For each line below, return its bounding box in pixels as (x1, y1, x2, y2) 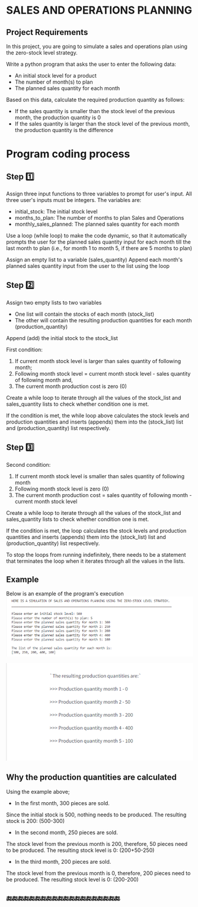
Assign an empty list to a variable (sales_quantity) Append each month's (6, 256, 183, 263)
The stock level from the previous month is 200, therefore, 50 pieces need (6, 840, 188, 847)
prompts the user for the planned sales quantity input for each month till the (6, 238, 191, 245)
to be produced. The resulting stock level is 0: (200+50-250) (6, 847, 155, 854)
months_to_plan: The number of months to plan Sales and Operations (14, 214, 184, 221)
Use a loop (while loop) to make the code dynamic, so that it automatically (6, 232, 187, 239)
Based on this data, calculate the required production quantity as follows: (6, 96, 185, 103)
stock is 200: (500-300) (6, 817, 65, 824)
